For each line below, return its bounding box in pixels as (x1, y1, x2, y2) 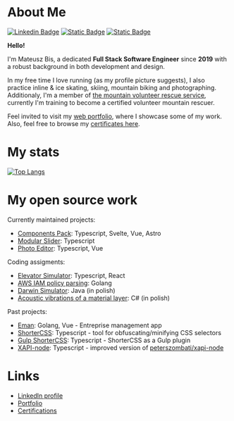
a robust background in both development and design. (7, 62, 166, 70)
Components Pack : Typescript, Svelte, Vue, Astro (17, 229, 161, 237)
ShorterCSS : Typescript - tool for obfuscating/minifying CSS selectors (17, 328, 222, 337)
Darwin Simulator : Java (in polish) (17, 286, 116, 294)
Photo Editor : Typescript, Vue (17, 244, 104, 252)
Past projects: (7, 307, 48, 315)
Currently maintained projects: (7, 215, 96, 224)
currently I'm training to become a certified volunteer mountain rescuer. (7, 98, 215, 106)
